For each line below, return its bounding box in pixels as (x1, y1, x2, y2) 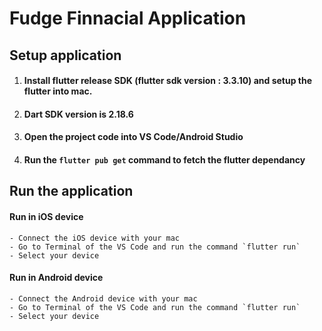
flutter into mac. (23, 85, 93, 97)
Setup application (9, 47, 122, 64)
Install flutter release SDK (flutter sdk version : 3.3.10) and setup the (23, 75, 313, 87)
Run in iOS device (9, 210, 84, 222)
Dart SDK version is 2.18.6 (23, 108, 134, 120)
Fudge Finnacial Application (9, 7, 247, 30)
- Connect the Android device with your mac (9, 293, 198, 304)
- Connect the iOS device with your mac (9, 233, 181, 243)
